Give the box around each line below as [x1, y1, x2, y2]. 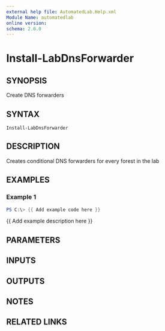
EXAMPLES [6, 175, 50, 185]
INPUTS [6, 256, 36, 266]
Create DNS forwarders [6, 92, 64, 99]
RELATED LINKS [6, 317, 67, 327]
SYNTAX [6, 109, 40, 119]
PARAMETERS [6, 235, 61, 245]
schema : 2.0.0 [6, 25, 42, 32]
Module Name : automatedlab [6, 14, 74, 20]
